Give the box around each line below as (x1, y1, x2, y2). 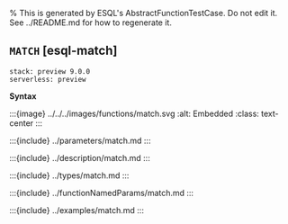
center (9, 117, 34, 129)
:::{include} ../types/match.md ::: (9, 170, 130, 181)
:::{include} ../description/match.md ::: (9, 152, 150, 163)
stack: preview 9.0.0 (9, 67, 91, 76)
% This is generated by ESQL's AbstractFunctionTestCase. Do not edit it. (9, 8, 278, 18)
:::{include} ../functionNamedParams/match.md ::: (9, 187, 194, 198)
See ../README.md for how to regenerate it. (9, 17, 173, 28)
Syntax (9, 90, 37, 102)
